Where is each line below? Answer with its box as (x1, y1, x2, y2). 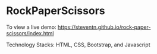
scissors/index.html (6, 29, 54, 36)
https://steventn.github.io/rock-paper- (57, 23, 151, 31)
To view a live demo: (6, 23, 56, 31)
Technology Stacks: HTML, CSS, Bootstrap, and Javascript (6, 41, 150, 48)
